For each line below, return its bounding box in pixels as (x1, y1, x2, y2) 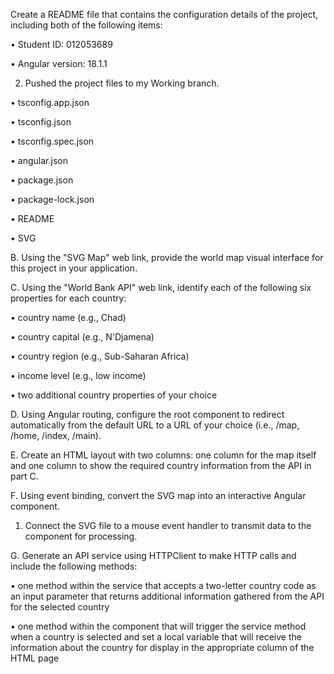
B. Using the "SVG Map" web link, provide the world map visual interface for (10, 252, 324, 263)
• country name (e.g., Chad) (10, 312, 127, 323)
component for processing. (24, 530, 138, 542)
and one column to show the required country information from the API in (10, 460, 312, 471)
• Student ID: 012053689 (10, 39, 113, 50)
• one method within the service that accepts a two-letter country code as (10, 580, 317, 591)
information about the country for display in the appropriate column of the (10, 642, 315, 653)
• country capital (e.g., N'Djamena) (10, 331, 155, 343)
